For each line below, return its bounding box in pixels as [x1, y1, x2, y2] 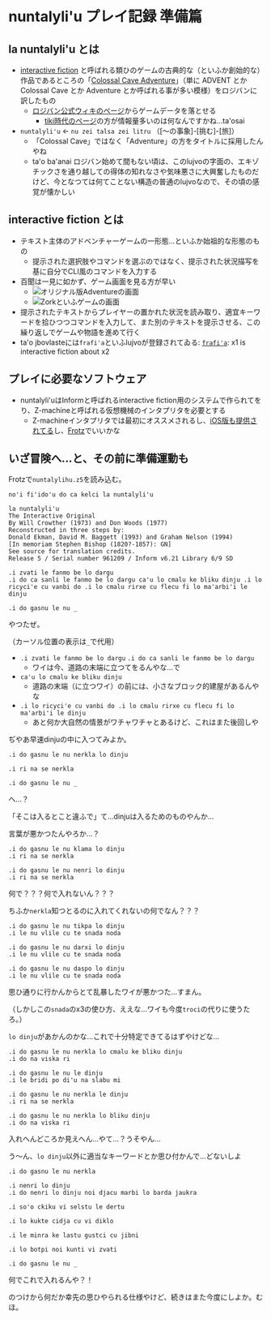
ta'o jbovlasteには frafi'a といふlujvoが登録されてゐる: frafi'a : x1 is [19, 337, 246, 347]
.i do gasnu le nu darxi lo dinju [8, 943, 125, 952]
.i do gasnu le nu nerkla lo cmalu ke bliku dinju [8, 1048, 183, 1056]
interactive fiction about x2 [19, 346, 110, 356]
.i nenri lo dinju [8, 1182, 70, 1190]
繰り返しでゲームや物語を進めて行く [19, 327, 141, 337]
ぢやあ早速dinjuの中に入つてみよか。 [8, 735, 131, 745]
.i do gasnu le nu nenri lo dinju [8, 866, 125, 874]
